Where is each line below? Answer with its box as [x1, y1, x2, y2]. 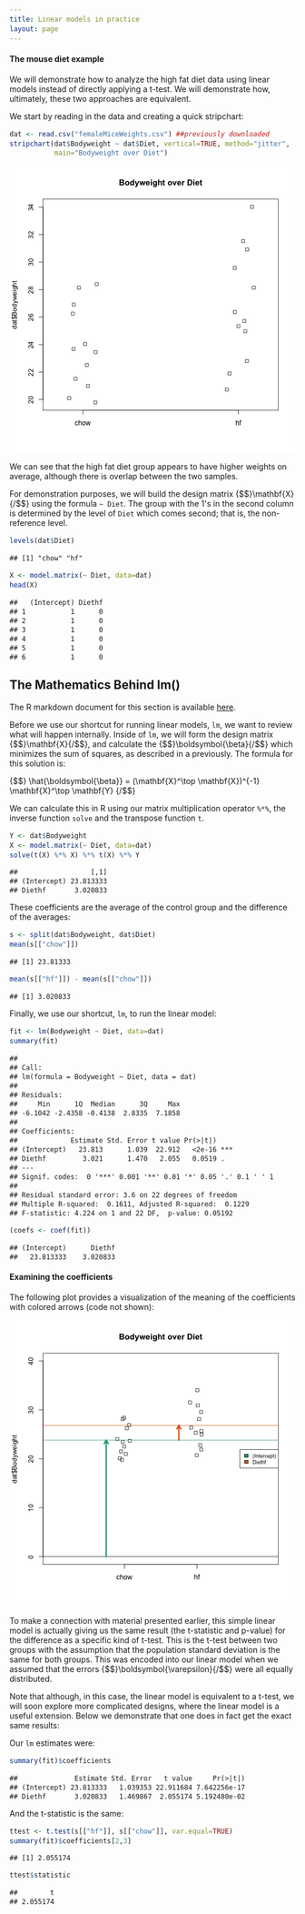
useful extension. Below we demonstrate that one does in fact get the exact [9, 1710, 292, 1721]
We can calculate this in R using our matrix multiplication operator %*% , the [9, 802, 286, 813]
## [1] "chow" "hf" [9, 554, 84, 563]
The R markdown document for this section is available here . [9, 701, 236, 712]
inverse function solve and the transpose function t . [9, 812, 204, 823]
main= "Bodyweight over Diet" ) [54, 148, 169, 158]
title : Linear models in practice [9, 15, 141, 24]
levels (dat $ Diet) [9, 537, 75, 546]
